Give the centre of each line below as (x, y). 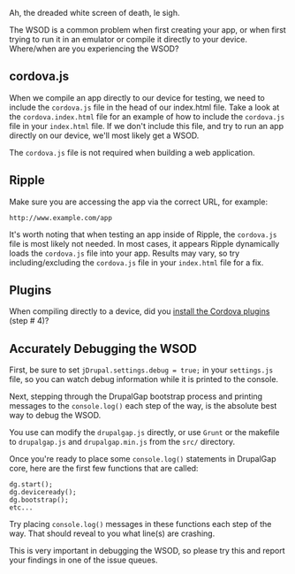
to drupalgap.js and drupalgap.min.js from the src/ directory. (122, 442)
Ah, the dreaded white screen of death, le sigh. (95, 13)
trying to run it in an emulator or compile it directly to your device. (129, 39)
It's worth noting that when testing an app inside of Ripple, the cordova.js (143, 234)
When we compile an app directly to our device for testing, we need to (137, 97)
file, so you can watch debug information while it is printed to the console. (144, 379)
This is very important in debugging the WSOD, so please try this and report (147, 551)
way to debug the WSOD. (55, 416)
